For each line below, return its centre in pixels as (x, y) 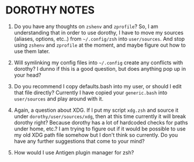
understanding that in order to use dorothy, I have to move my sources (99, 32)
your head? (27, 75)
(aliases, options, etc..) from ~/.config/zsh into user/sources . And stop (99, 39)
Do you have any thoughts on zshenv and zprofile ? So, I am (86, 26)
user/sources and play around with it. (58, 99)
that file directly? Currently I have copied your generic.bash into (91, 92)
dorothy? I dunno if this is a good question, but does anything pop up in (100, 68)
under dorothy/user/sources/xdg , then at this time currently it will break (100, 116)
